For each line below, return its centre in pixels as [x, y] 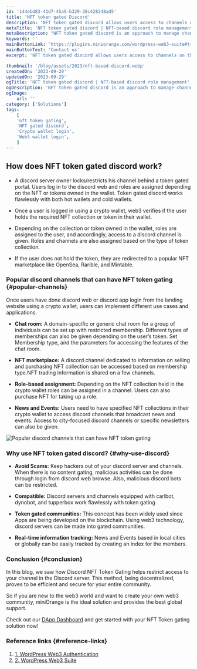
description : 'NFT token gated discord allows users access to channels [97, 22]
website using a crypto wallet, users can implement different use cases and [97, 306]
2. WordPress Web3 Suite [45, 660]
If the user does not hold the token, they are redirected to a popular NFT [102, 258]
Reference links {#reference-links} [57, 641]
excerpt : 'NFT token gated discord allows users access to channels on [95, 55]
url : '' [26, 99]
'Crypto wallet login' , [46, 132]
